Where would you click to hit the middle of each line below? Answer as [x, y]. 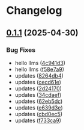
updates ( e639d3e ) [39, 107]
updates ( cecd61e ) [38, 82]
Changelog [34, 11]
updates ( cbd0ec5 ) [39, 114]
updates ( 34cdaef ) [38, 94]
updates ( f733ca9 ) [38, 120]
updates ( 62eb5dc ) [39, 101]
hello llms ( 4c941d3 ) [40, 63]
